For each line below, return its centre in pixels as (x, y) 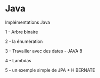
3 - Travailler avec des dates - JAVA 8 (44, 51)
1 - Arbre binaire (22, 32)
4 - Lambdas (18, 60)
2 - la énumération (24, 41)
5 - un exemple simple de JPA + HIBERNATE (50, 70)
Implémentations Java (28, 22)
